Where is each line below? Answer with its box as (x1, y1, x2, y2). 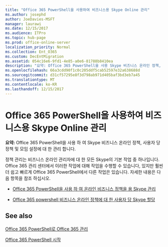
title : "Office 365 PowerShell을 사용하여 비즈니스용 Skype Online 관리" (5, 7, 150, 13)
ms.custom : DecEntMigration (5, 54, 64, 59)
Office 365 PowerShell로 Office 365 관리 (5, 226, 88, 232)
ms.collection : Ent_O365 (5, 49, 57, 54)
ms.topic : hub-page (5, 36, 46, 41)
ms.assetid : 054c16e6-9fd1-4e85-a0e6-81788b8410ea (5, 59, 113, 64)
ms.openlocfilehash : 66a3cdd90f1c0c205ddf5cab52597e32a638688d (5, 68, 140, 73)
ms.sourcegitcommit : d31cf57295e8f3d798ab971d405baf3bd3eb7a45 (5, 73, 140, 78)
